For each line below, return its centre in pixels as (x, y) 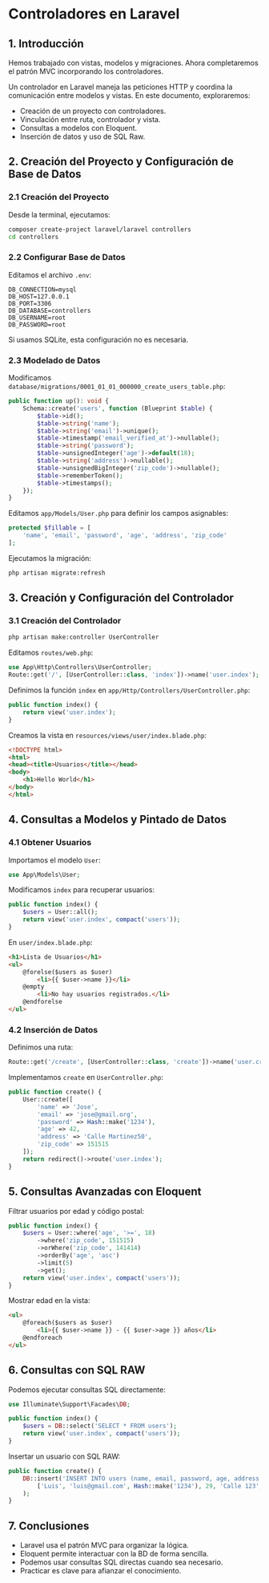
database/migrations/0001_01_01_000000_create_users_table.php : (117, 387)
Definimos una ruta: (41, 1047)
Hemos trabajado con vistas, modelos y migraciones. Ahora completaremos (133, 63)
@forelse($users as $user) (68, 972)
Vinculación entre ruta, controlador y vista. (90, 120)
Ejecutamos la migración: (50, 558)
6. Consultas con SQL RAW (77, 1370)
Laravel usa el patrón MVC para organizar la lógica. (104, 1545)
